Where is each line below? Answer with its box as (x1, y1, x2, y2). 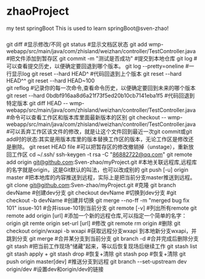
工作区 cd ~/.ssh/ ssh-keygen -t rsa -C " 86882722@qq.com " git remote (11, 151, 193, 158)
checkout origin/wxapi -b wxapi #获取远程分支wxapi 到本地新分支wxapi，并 (6, 227, 197, 234)
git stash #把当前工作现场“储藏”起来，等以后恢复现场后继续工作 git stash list (6, 242, 197, 250)
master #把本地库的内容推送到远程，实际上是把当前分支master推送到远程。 (6, 173, 196, 181)
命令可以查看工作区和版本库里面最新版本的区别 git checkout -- (9, 113, 167, 121)
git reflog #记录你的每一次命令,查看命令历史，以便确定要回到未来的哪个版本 (6, 84, 196, 91)
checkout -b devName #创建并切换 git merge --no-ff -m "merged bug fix (6, 196, 190, 204)
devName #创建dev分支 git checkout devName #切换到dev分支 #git (6, 188, 177, 196)
